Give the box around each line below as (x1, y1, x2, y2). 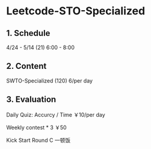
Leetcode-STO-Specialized (6, 4, 146, 18)
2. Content (6, 61, 47, 71)
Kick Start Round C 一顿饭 (6, 136, 71, 144)
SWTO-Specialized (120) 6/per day (6, 77, 93, 84)
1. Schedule (6, 28, 51, 38)
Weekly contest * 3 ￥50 (6, 124, 67, 131)
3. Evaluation (6, 95, 57, 105)
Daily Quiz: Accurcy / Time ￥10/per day (6, 111, 105, 118)
